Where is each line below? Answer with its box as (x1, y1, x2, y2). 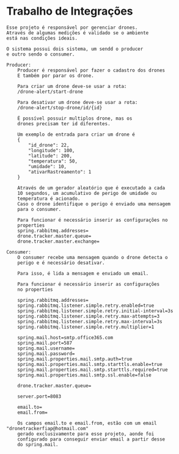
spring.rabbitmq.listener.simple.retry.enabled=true (17, 302, 155, 309)
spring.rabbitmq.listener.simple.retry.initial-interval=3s (17, 307, 174, 314)
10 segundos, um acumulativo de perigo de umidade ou (17, 190, 157, 196)
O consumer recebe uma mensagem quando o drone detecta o (17, 254, 168, 260)
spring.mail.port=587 (17, 340, 72, 346)
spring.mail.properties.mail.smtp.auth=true (17, 356, 133, 362)
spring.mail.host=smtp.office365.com (17, 334, 114, 340)
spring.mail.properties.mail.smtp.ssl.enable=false (17, 372, 152, 378)
